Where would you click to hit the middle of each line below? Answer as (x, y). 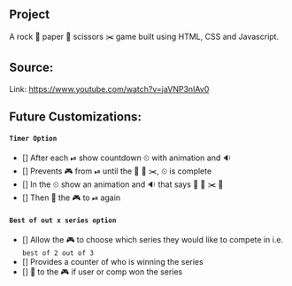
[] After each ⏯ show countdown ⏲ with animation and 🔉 (127, 158)
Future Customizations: (75, 117)
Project (30, 15)
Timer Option (33, 138)
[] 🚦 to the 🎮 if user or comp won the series (102, 272)
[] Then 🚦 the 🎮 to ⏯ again (71, 197)
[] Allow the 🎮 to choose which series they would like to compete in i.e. (153, 240)
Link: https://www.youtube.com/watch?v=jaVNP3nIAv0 (109, 89)
